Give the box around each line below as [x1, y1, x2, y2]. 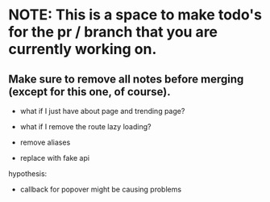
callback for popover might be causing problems [19, 184, 182, 194]
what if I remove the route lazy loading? [19, 122, 152, 131]
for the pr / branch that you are [8, 23, 218, 41]
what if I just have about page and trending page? [19, 107, 185, 116]
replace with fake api [19, 154, 90, 162]
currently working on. [8, 40, 157, 58]
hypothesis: [8, 169, 48, 179]
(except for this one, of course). [8, 85, 171, 99]
